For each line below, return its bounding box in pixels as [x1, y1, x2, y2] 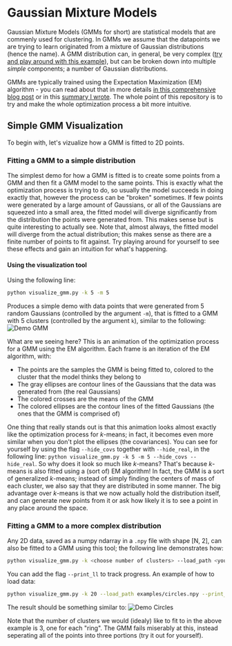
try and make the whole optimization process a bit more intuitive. [7, 100, 192, 108]
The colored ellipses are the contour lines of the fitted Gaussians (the [17, 403, 215, 411]
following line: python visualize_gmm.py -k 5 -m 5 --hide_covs [7, 452, 188, 461]
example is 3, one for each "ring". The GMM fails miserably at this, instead [7, 624, 219, 632]
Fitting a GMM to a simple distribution [7, 156, 136, 165]
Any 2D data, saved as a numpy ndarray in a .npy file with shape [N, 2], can [7, 537, 222, 545]
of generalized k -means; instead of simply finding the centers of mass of [7, 474, 215, 483]
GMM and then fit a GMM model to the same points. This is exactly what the [7, 178, 223, 187]
